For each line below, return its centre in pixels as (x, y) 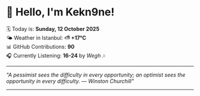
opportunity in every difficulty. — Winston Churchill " (70, 81)
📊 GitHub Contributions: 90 (40, 46)
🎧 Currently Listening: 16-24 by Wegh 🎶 (56, 55)
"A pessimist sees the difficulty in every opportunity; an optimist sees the (96, 75)
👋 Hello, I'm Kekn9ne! (60, 12)
